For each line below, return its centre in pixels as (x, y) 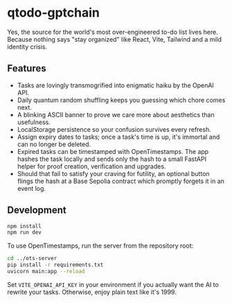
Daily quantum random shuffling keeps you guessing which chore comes (121, 100)
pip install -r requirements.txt (55, 265)
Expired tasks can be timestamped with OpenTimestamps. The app (113, 151)
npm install (24, 226)
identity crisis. (27, 46)
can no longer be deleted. (54, 144)
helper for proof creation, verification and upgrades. (91, 166)
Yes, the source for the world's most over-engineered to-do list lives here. (113, 32)
